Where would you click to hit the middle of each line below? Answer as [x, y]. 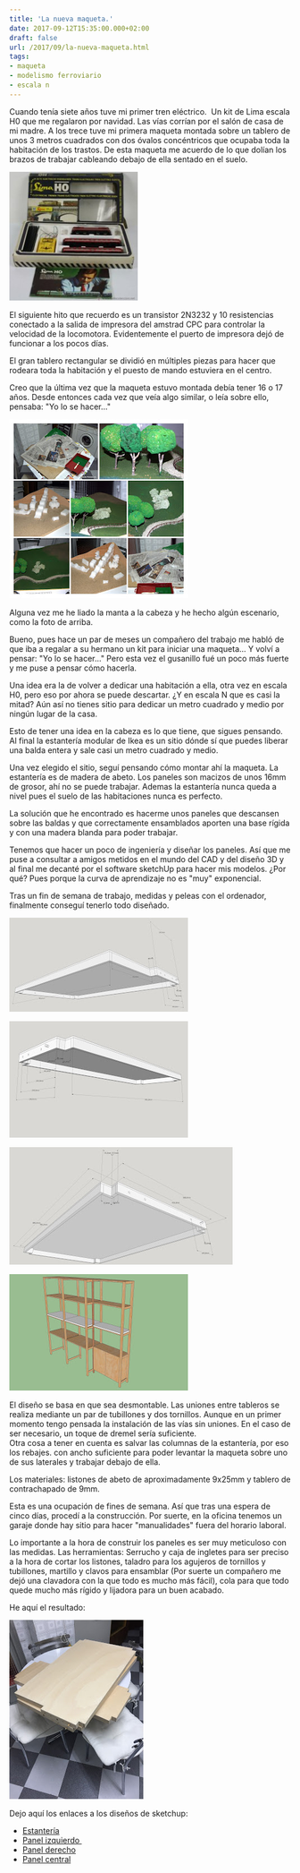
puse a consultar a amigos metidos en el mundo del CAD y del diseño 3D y [146, 859]
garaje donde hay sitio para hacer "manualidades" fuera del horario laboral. [148, 1525]
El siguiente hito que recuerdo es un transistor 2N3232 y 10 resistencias [142, 314]
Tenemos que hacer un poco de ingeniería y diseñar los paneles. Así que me [150, 850]
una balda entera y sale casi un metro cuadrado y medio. [114, 750]
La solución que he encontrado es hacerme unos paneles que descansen [144, 813]
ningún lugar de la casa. [54, 714]
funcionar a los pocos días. [59, 343]
